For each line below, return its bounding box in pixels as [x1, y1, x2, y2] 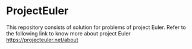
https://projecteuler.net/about [6, 36, 78, 43]
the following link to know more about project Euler [6, 30, 131, 37]
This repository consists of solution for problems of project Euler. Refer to [6, 24, 186, 31]
